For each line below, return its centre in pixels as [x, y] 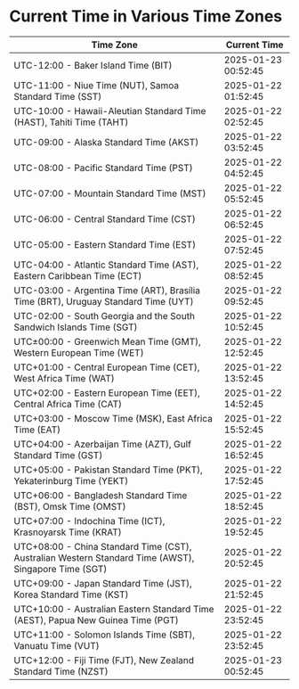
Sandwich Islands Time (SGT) [76, 327]
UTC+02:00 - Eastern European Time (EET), [107, 392]
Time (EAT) [37, 430]
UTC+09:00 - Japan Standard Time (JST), [103, 583]
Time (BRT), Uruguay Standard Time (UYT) [104, 301]
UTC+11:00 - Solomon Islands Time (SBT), [105, 635]
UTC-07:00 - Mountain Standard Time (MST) [110, 193]
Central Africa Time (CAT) [68, 404]
